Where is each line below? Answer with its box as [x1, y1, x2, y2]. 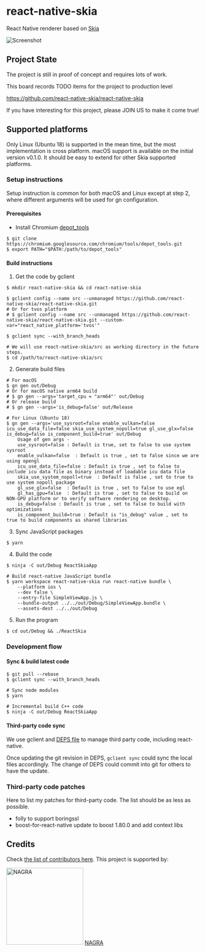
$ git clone [6, 235, 37, 242]
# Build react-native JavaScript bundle [6, 573, 112, 580]
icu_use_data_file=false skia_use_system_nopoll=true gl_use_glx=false [6, 426, 193, 432]
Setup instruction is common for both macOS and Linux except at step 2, [6, 189, 190, 197]
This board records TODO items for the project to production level [6, 82, 173, 90]
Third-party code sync [6, 722, 66, 729]
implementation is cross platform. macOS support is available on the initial [6, 147, 193, 154]
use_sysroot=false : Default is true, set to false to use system [17, 442, 191, 448]
